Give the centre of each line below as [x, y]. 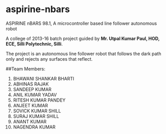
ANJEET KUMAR [30, 105]
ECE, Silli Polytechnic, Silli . [34, 43]
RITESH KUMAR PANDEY [39, 100]
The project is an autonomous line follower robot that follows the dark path [84, 54]
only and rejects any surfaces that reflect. [49, 59]
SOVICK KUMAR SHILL [37, 111]
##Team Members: [26, 69]
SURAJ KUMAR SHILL [36, 116]
